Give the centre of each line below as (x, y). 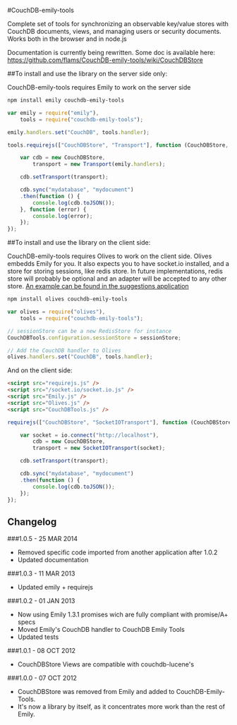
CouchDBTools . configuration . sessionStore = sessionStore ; (94, 338)
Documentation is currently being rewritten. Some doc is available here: (111, 53)
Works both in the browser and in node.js (67, 39)
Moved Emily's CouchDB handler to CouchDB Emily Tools (101, 630)
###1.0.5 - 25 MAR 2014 (43, 539)
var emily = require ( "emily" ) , (53, 113)
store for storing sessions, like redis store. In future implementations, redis (115, 272)
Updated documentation (53, 560)
